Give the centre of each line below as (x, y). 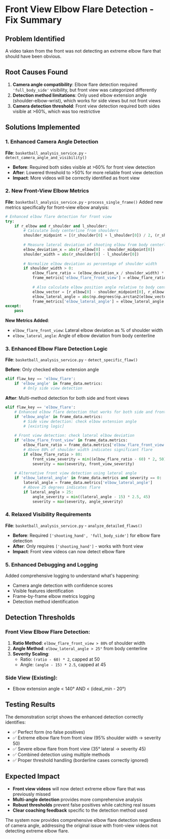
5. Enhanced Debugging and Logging (52, 564)
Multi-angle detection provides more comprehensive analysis (77, 799)
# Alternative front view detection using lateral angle (76, 473)
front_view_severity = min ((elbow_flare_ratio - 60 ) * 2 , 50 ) (99, 459)
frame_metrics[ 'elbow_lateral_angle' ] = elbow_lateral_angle (98, 301)
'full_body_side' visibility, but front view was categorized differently (84, 90)
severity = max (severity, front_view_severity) (83, 464)
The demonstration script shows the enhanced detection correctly (74, 717)
